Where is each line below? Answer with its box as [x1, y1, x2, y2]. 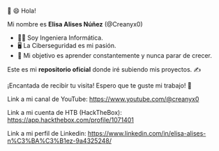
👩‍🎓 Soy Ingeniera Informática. [17, 33, 103, 42]
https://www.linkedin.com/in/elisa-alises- [87, 129, 206, 137]
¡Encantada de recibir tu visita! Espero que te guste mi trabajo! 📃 [7, 81, 192, 90]
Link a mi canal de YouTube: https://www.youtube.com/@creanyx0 [7, 95, 199, 103]
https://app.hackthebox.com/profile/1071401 [7, 116, 135, 124]
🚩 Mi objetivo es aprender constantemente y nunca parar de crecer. [17, 51, 213, 59]
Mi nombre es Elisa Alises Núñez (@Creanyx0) [7, 20, 143, 28]
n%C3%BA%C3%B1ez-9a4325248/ [7, 136, 112, 145]
